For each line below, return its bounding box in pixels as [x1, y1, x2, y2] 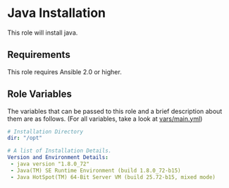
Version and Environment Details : [7, 154, 109, 161]
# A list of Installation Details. [7, 147, 112, 155]
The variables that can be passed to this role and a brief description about [7, 107, 223, 115]
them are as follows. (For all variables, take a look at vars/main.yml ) [7, 114, 203, 123]
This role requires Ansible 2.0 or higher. [7, 67, 122, 76]
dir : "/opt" [7, 134, 42, 142]
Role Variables [7, 88, 72, 100]
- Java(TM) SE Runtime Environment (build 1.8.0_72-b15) [10, 167, 181, 174]
